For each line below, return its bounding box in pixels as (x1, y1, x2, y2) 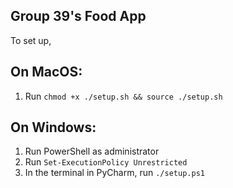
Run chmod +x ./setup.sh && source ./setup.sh (24, 90, 223, 102)
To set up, (10, 34, 52, 46)
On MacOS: (10, 64, 83, 81)
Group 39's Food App (10, 8, 147, 25)
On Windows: (10, 119, 97, 136)
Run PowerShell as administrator (24, 145, 160, 158)
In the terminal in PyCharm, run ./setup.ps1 (24, 167, 205, 179)
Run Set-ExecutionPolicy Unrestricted (24, 156, 188, 168)
